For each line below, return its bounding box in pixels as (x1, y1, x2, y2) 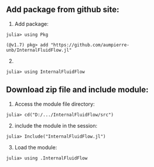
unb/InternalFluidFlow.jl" (6, 47, 72, 53)
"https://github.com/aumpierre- (50, 42, 130, 48)
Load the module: (14, 143, 57, 151)
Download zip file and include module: (6, 85, 149, 95)
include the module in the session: (14, 122, 98, 129)
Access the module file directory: (14, 100, 95, 108)
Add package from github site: (6, 5, 119, 15)
